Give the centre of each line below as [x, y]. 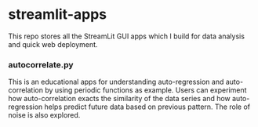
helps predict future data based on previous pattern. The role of [147, 107]
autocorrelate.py [41, 64]
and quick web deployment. [53, 44]
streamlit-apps [58, 15]
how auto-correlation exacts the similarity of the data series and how [120, 99]
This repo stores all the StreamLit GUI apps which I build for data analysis [127, 36]
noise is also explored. [44, 115]
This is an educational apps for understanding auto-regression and [116, 82]
